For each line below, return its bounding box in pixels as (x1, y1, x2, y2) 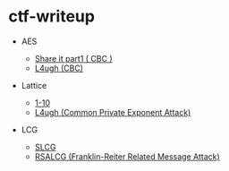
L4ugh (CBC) (34, 63, 84, 73)
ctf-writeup (8, 6, 96, 27)
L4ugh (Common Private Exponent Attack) (34, 107, 191, 117)
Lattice (21, 80, 47, 90)
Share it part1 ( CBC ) (34, 53, 113, 64)
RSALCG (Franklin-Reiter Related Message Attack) (34, 150, 220, 162)
